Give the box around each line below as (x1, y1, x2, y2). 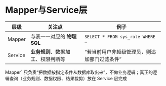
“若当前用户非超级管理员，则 (84, 48, 152, 55)
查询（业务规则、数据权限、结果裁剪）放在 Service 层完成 (9, 75, 127, 81)
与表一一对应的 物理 (30, 33, 77, 40)
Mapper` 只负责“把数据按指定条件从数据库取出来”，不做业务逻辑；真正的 (5, 69, 153, 75)
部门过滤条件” (89, 56, 122, 62)
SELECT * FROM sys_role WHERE (84, 34, 156, 39)
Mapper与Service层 (5, 4, 88, 16)
